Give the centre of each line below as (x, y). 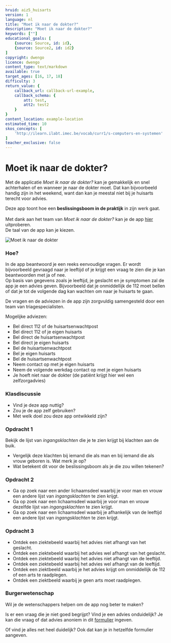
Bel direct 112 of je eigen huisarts (47, 332)
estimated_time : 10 (26, 124)
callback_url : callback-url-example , (55, 91)
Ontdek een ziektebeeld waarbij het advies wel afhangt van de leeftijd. (87, 564)
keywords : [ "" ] (21, 34)
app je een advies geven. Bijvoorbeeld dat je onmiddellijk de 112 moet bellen (85, 286)
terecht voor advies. (26, 199)
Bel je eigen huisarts (34, 354)
